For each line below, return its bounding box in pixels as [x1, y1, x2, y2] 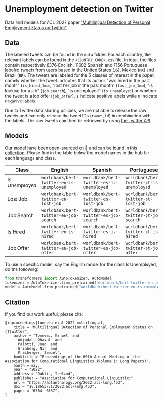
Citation [5, 298, 30, 306]
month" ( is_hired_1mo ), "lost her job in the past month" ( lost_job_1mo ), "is [5, 83, 153, 88]
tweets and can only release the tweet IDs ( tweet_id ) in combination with [5, 113, 151, 118]
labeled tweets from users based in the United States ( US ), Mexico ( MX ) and [5, 67, 154, 73]
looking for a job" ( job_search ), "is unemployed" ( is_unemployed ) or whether [5, 87, 157, 93]
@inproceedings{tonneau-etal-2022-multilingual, [5, 320, 105, 325]
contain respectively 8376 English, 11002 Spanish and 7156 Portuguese [5, 62, 147, 67]
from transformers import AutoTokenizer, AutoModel [5, 276, 112, 281]
